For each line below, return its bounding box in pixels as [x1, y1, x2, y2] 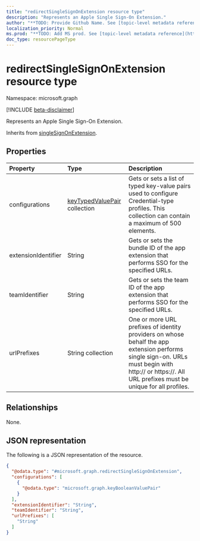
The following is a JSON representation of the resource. [6, 452, 143, 459]
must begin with [128, 360, 174, 368]
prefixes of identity [128, 323, 182, 331]
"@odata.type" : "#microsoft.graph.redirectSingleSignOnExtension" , [11, 469, 183, 475]
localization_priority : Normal [6, 25, 84, 32]
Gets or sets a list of [128, 174, 185, 183]
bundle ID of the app [128, 243, 186, 252]
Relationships [6, 403, 58, 413]
